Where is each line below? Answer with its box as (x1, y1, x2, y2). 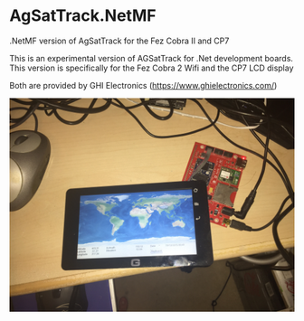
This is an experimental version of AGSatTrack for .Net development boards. (9, 52, 294, 63)
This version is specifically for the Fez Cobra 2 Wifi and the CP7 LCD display (9, 62, 294, 73)
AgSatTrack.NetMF (9, 5, 157, 26)
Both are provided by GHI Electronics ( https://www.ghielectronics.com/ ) (9, 80, 278, 90)
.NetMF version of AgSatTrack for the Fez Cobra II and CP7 (9, 35, 230, 46)
